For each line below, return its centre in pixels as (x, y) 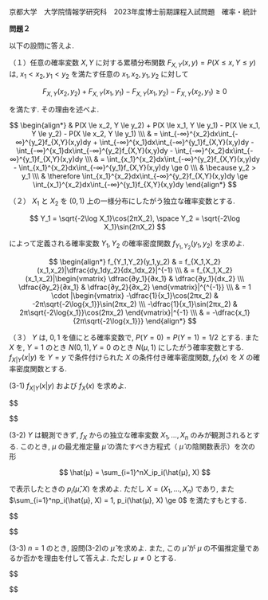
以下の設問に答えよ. (42, 45)
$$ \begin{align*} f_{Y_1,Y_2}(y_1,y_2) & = (116, 262)
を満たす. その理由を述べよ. (54, 109)
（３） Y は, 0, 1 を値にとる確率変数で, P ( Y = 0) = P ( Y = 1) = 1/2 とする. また (134, 338)
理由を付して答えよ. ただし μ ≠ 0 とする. (110, 558)
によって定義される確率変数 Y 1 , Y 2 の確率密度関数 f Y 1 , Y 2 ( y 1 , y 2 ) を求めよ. (127, 245)
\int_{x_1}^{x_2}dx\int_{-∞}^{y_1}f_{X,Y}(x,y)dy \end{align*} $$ (135, 185)
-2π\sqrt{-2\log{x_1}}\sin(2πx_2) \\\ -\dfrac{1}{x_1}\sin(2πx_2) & (135, 304)
